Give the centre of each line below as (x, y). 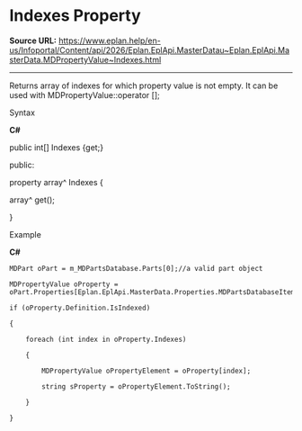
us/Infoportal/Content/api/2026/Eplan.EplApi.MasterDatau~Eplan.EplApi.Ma (150, 49)
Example (26, 234)
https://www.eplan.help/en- (110, 40)
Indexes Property (75, 16)
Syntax (22, 112)
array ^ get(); (32, 200)
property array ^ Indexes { (56, 182)
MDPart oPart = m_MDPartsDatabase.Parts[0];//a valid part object (136, 268)
